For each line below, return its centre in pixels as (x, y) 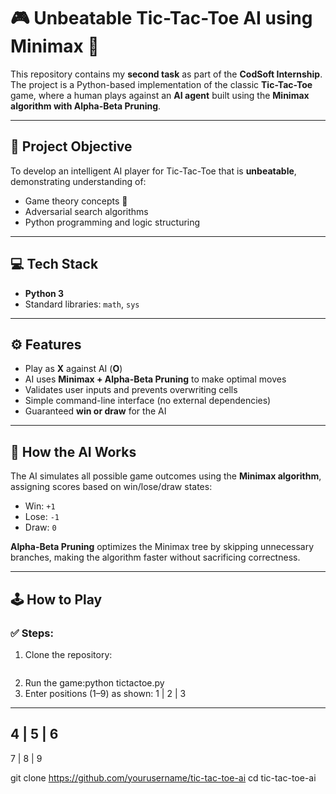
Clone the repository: (68, 654)
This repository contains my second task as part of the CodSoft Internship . (166, 74)
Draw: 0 (40, 527)
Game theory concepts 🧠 (76, 201)
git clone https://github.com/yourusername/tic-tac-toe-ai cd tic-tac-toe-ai (163, 777)
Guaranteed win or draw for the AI (95, 411)
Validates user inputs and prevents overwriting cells (131, 390)
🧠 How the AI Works (73, 451)
